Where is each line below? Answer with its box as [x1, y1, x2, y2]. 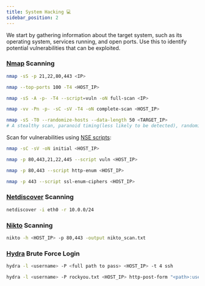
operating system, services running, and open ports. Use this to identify [6, 38, 187, 45]
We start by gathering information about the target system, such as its [6, 31, 182, 38]
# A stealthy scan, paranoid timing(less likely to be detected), [6, 123, 179, 129]
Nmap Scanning [6, 59, 55, 68]
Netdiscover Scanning [6, 193, 74, 201]
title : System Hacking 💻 [6, 9, 71, 15]
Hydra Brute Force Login [6, 249, 81, 257]
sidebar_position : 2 [6, 15, 59, 21]
